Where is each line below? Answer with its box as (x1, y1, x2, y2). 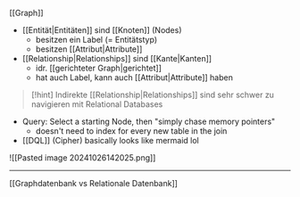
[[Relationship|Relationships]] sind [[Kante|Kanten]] (21, 53, 212, 63)
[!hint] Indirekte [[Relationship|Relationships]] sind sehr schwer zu (30, 89, 275, 100)
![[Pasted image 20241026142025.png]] (9, 152, 156, 163)
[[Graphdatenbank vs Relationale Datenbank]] (9, 178, 179, 188)
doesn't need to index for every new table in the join (35, 126, 228, 136)
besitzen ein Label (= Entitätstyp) (35, 35, 158, 45)
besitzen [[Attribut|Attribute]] (35, 44, 143, 54)
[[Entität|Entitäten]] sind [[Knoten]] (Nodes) (21, 25, 182, 35)
